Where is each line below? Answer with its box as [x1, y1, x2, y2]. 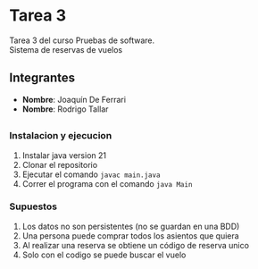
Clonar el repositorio [21, 159, 98, 170]
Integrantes [9, 71, 76, 86]
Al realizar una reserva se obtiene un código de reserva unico [21, 240, 250, 250]
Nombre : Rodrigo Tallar [21, 104, 109, 114]
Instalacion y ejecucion [9, 130, 112, 142]
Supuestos [9, 200, 58, 213]
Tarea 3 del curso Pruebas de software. [9, 35, 154, 46]
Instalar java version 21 [21, 149, 107, 161]
